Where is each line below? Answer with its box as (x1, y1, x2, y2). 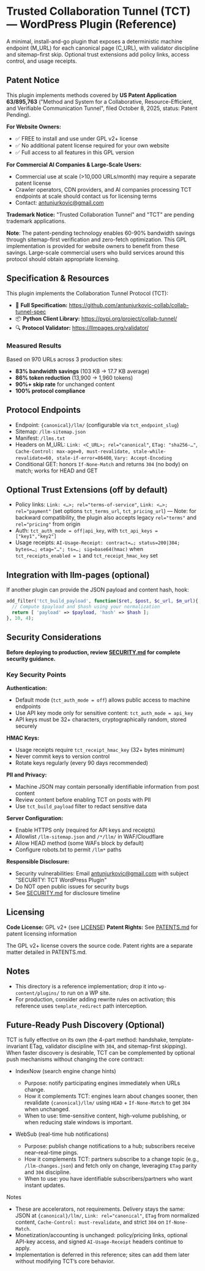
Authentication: (6, 684, 48, 692)
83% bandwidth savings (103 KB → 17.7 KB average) (15, 367, 150, 375)
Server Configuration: (6, 814, 64, 821)
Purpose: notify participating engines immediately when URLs (24, 1079, 181, 1087)
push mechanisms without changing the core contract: (6, 1055, 144, 1063)
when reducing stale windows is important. (24, 1119, 133, 1126)
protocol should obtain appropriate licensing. (6, 255, 119, 262)
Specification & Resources (6, 273, 110, 284)
